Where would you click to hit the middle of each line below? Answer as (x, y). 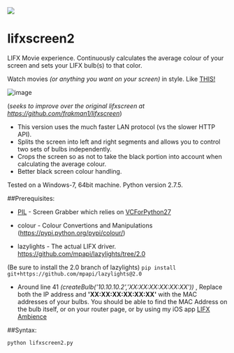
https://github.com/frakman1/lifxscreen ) (65, 113)
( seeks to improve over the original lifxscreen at (76, 106)
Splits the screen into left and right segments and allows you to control (119, 142)
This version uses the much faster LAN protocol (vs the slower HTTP (116, 127)
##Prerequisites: (31, 198)
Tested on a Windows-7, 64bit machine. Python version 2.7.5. (95, 185)
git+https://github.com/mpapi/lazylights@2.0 (74, 274)
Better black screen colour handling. (70, 171)
